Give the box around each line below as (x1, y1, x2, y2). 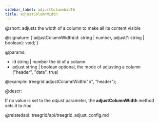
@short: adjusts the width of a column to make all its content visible (5, 25, 141, 31)
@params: (5, 49, 26, 55)
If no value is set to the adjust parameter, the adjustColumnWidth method (5, 97, 155, 103)
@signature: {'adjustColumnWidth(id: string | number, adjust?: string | (5, 35, 145, 41)
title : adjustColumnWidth (5, 12, 58, 17)
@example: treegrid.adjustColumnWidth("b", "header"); (5, 79, 117, 84)
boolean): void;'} (5, 40, 39, 45)
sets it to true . (5, 102, 33, 108)
